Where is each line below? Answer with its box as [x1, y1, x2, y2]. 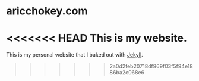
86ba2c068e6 [109, 69, 145, 76]
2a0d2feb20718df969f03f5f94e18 [109, 63, 193, 70]
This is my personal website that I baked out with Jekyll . [6, 51, 144, 58]
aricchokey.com [6, 4, 88, 18]
